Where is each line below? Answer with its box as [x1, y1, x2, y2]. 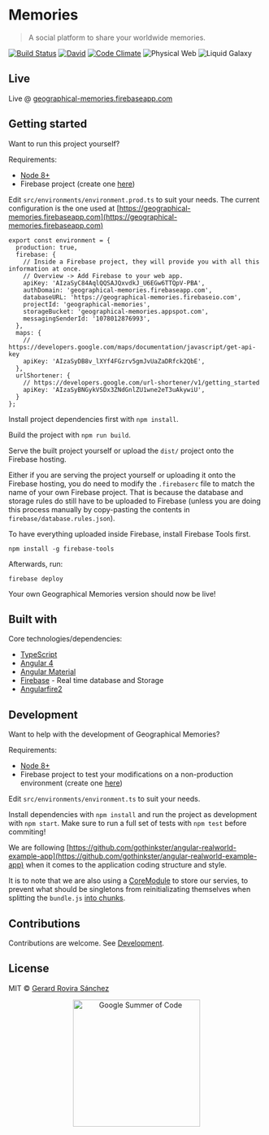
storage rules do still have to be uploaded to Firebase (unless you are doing [8, 496, 262, 506]
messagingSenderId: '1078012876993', [23, 315, 151, 323]
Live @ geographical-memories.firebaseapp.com [8, 93, 173, 103]
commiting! [8, 827, 46, 837]
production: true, [15, 243, 79, 251]
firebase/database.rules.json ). [8, 513, 115, 523]
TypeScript [20, 650, 58, 659]
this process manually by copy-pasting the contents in [8, 504, 190, 514]
